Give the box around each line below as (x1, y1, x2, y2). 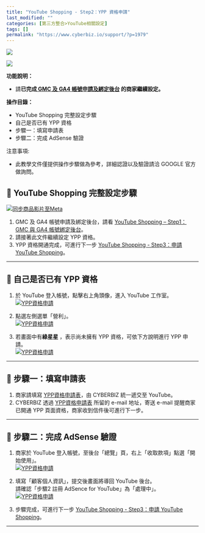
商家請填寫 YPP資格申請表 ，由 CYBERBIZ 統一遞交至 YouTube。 (15, 391, 176, 398)
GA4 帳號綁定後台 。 (36, 225, 87, 233)
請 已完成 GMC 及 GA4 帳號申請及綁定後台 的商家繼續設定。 (15, 85, 164, 93)
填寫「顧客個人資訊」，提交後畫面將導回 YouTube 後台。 (15, 477, 156, 485)
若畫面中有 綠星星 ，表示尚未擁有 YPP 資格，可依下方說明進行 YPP (15, 333, 182, 340)
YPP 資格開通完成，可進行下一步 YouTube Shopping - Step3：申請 (15, 241, 182, 248)
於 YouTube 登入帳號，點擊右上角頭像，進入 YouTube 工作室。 (15, 292, 173, 299)
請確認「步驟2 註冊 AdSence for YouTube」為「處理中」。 (15, 485, 160, 493)
